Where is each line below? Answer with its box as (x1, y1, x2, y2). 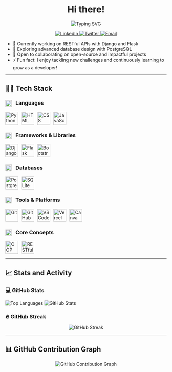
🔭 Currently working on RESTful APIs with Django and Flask (12, 40, 139, 47)
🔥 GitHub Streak (5, 313, 47, 320)
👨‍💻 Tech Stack (5, 84, 53, 93)
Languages (15, 99, 45, 107)
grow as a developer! (12, 64, 57, 70)
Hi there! (67, 4, 105, 15)
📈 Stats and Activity (5, 268, 72, 277)
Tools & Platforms (15, 196, 60, 203)
